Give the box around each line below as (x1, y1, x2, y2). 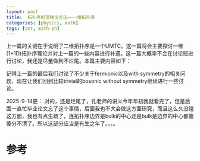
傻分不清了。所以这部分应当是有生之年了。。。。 (6, 120, 118, 127)
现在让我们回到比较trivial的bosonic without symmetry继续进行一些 (16, 78, 179, 85)
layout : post (6, 8, 39, 15)
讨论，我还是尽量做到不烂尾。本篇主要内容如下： (11, 57, 132, 64)
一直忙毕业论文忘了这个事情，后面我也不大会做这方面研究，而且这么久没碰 (11, 105, 194, 112)
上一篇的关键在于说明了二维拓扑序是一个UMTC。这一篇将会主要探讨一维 (6, 42, 183, 49)
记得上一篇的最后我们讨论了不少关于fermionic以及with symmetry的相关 (6, 70, 180, 78)
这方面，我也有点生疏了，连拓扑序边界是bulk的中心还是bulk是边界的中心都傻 (6, 113, 194, 120)
